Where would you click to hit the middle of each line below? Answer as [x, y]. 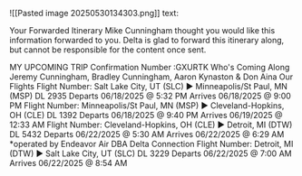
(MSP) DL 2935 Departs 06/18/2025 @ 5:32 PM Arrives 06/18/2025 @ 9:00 [151, 96]
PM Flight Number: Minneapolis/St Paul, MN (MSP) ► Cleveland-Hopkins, [147, 106]
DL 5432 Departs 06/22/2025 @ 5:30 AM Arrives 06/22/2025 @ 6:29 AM [147, 134]
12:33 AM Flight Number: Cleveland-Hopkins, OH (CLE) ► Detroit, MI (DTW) [151, 125]
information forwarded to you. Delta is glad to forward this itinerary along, [147, 40]
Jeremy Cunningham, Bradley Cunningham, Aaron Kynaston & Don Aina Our [151, 77]
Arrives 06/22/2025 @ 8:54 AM [68, 163]
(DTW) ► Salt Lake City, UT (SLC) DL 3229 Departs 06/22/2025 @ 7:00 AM [151, 153]
